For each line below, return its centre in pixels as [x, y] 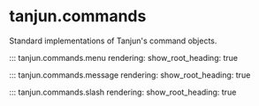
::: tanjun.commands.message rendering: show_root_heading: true [130, 75]
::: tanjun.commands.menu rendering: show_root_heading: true [124, 57]
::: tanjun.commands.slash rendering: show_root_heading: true [123, 92]
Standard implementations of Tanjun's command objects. [113, 41]
